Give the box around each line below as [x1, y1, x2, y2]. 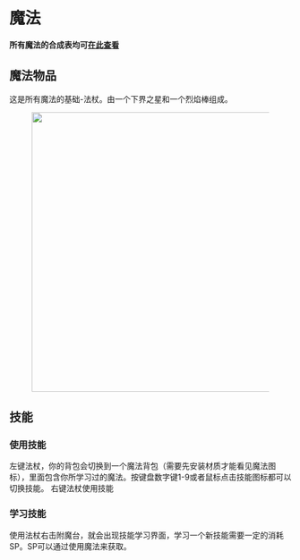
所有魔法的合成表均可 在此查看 [9, 39, 119, 50]
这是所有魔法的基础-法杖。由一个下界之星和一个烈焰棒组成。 [9, 93, 233, 104]
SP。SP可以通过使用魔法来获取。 [9, 540, 132, 551]
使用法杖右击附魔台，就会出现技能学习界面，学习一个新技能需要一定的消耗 [9, 530, 284, 540]
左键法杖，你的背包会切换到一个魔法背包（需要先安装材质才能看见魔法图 [9, 461, 276, 471]
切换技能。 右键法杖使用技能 [9, 483, 114, 494]
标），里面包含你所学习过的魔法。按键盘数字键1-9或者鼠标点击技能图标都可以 [9, 471, 292, 483]
